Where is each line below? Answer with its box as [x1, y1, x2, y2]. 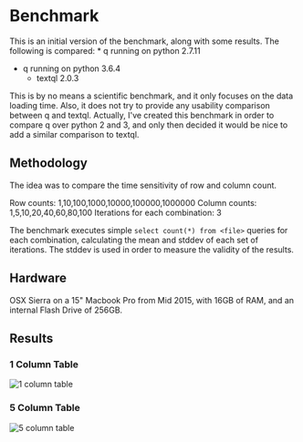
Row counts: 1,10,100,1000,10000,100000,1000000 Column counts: [9, 197, 257, 208]
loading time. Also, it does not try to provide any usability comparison [9, 99, 271, 110]
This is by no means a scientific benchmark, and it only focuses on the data [9, 90, 294, 101]
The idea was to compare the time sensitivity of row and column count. [9, 180, 277, 190]
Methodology [9, 156, 89, 171]
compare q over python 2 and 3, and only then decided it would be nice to [9, 119, 288, 130]
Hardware [9, 271, 67, 286]
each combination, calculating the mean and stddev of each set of [9, 234, 258, 245]
